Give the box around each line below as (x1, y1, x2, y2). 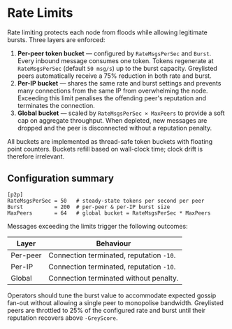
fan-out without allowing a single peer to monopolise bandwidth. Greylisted (7, 298, 224, 307)
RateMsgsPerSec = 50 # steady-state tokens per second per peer (7, 197, 205, 204)
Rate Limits (7, 5, 73, 21)
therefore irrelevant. (7, 152, 65, 161)
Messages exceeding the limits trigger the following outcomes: (7, 222, 188, 230)
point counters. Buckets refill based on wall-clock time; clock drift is (7, 145, 203, 153)
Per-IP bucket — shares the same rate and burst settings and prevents (17, 79, 222, 87)
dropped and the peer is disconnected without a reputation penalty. (17, 123, 212, 132)
